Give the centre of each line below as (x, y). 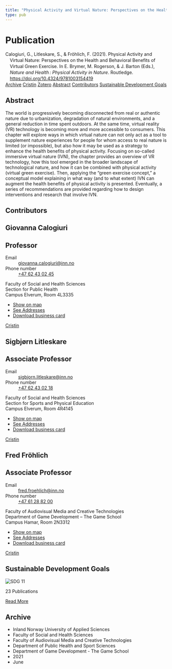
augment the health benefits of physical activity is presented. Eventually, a (84, 184)
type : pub (16, 15)
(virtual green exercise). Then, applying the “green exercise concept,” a (81, 172)
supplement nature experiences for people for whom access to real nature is (86, 140)
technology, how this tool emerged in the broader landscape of (72, 162)
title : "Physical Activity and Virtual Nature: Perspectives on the (80, 10)
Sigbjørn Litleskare (36, 342)
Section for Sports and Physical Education (50, 403)
